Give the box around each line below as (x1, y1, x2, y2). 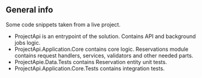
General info (5, 5, 53, 15)
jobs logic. (14, 39, 41, 46)
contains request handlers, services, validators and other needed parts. (14, 51, 194, 59)
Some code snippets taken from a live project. (5, 21, 121, 28)
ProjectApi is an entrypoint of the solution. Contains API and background (14, 33, 197, 40)
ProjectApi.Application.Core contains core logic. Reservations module (14, 45, 189, 53)
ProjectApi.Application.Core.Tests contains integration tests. (14, 65, 165, 72)
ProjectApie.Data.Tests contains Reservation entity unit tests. (14, 58, 167, 65)
